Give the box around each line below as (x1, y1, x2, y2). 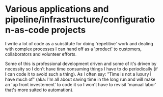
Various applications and (5, 3, 109, 15)
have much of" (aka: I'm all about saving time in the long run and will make (5, 76, 156, 82)
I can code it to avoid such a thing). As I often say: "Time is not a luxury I (5, 71, 152, 77)
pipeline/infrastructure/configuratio (5, 14, 155, 25)
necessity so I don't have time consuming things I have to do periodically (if (5, 65, 158, 72)
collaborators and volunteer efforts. (5, 51, 77, 57)
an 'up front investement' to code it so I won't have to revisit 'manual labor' (5, 81, 157, 87)
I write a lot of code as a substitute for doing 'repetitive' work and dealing (5, 40, 154, 46)
